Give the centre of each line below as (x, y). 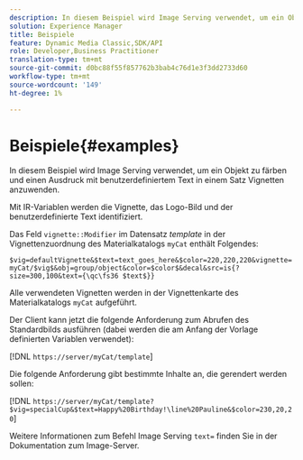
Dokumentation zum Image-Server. (74, 446)
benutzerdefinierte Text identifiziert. (76, 216)
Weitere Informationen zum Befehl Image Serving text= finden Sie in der (143, 436)
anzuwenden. (35, 189)
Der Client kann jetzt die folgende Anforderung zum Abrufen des (129, 320)
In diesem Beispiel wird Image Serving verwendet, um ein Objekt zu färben (148, 170)
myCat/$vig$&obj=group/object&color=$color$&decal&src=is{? (125, 268)
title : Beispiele (42, 34)
